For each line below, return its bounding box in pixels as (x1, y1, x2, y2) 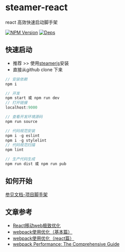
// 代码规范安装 (5, 128, 35, 133)
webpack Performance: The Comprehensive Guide (12, 241, 120, 247)
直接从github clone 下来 (12, 66, 63, 73)
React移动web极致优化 (12, 222, 61, 228)
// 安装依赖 (5, 76, 28, 82)
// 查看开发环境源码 (5, 114, 43, 119)
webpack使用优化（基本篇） (12, 228, 72, 235)
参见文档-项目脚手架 (5, 191, 48, 197)
